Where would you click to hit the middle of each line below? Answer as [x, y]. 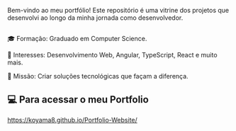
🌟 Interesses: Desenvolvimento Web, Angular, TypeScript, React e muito [112, 55]
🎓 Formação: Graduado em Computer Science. [77, 39]
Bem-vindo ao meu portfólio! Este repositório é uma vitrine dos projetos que [118, 10]
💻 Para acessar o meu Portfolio [78, 99]
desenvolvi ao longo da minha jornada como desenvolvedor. [95, 18]
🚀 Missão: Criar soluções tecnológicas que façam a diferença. [98, 76]
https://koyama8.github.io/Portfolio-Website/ [73, 120]
